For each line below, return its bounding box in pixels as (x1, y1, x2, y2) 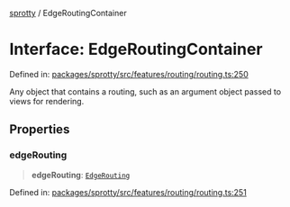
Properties (9, 121, 70, 138)
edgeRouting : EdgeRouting (31, 169, 131, 180)
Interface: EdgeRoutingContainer (9, 40, 263, 59)
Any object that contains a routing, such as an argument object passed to (9, 85, 282, 97)
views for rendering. (9, 95, 85, 106)
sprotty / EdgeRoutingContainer (9, 8, 128, 18)
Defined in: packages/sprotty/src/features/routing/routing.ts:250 (9, 68, 249, 79)
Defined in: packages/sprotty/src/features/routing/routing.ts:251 (9, 186, 248, 197)
